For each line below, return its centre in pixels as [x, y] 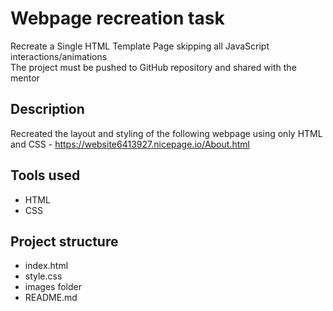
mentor [25, 78]
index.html [46, 266]
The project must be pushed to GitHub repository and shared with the [153, 67]
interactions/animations [59, 56]
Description [47, 109]
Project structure [64, 241]
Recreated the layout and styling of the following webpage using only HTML [166, 133]
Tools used [45, 175]
